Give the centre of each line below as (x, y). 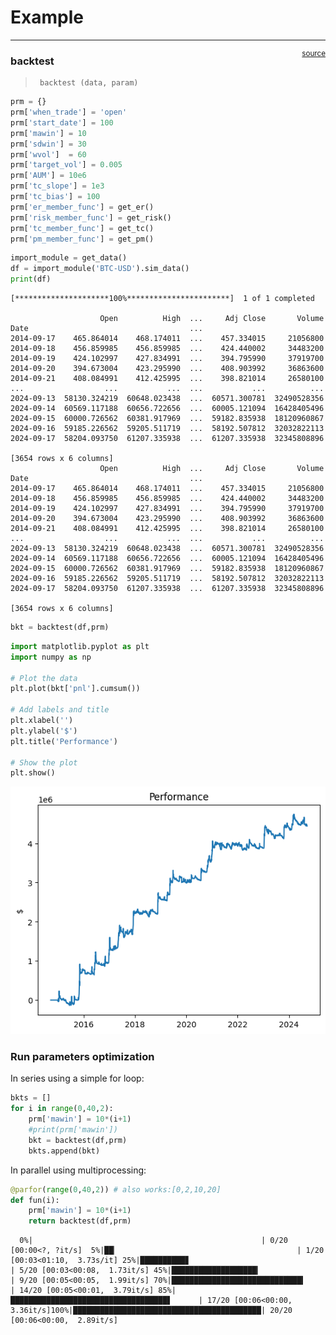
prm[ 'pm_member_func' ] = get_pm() (82, 239)
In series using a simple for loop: (77, 1078)
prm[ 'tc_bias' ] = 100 (55, 197)
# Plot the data (44, 678)
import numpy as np (51, 657)
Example (47, 17)
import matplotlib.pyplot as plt (80, 646)
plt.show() (33, 773)
